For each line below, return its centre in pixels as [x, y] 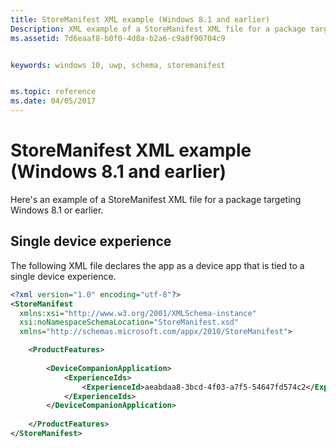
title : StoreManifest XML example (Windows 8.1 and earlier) [140, 19]
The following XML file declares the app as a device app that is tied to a [157, 265]
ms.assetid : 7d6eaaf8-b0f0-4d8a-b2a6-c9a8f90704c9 [118, 38]
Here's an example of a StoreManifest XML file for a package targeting [156, 199]
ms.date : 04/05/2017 [53, 101]
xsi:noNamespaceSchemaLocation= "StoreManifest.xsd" [129, 322]
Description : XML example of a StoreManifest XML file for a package [158, 29]
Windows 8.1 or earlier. [57, 210]
